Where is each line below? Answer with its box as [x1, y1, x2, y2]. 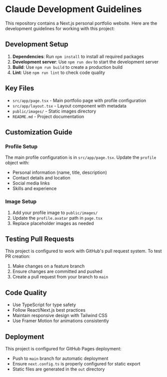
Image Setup [5, 198, 36, 205]
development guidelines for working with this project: [5, 25, 115, 31]
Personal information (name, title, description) [12, 169, 107, 175]
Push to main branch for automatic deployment [12, 355, 108, 361]
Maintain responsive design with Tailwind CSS [12, 313, 107, 319]
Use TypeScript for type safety [12, 302, 76, 308]
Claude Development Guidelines [5, 4, 142, 15]
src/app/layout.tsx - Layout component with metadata [12, 103, 126, 109]
